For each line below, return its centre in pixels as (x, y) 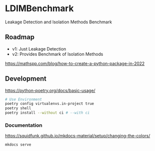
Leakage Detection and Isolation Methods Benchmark (59, 22)
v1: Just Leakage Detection (39, 49)
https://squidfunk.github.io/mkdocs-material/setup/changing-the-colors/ (78, 136)
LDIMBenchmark (39, 8)
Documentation (24, 125)
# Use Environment (23, 99)
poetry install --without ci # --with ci (47, 113)
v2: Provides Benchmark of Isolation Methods (57, 54)
